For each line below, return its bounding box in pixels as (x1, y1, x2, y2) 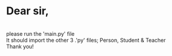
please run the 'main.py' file (6, 30, 75, 37)
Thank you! (6, 43, 34, 50)
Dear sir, (6, 4, 49, 18)
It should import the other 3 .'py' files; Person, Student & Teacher (6, 36, 166, 43)
